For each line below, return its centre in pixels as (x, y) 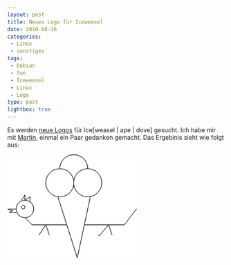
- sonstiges (27, 51)
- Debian (23, 66)
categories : (24, 37)
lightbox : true (29, 110)
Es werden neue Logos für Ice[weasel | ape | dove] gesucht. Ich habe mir (112, 130)
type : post (23, 102)
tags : (15, 59)
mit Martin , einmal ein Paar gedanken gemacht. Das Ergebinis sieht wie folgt (116, 137)
